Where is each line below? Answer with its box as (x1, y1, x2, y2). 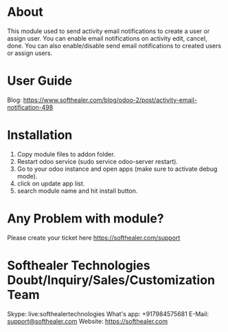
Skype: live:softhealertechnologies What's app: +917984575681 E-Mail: (7, 309, 209, 318)
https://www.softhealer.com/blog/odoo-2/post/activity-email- (23, 96, 198, 104)
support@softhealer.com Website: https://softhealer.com (7, 317, 168, 325)
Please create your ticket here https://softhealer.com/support (7, 234, 181, 242)
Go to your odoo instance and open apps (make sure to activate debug (16, 165, 218, 173)
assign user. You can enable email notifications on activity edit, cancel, (7, 34, 207, 42)
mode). (16, 172, 38, 180)
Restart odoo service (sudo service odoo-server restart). (16, 157, 179, 165)
